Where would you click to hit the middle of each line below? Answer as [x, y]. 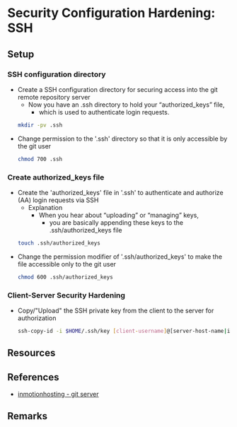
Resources [31, 353]
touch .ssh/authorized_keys [59, 243]
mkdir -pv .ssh [40, 125]
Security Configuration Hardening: [111, 13]
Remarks [28, 416]
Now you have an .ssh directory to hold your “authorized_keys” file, [126, 105]
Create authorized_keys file [56, 177]
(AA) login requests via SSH [58, 200]
